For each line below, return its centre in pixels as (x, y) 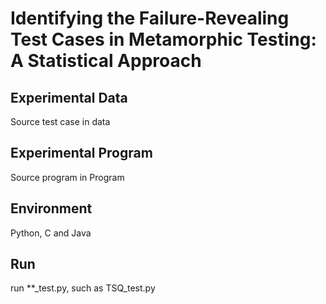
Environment (51, 208)
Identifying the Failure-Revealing (150, 18)
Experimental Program (81, 153)
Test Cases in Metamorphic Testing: (163, 39)
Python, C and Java (51, 233)
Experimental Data (69, 97)
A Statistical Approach (106, 61)
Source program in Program (67, 177)
